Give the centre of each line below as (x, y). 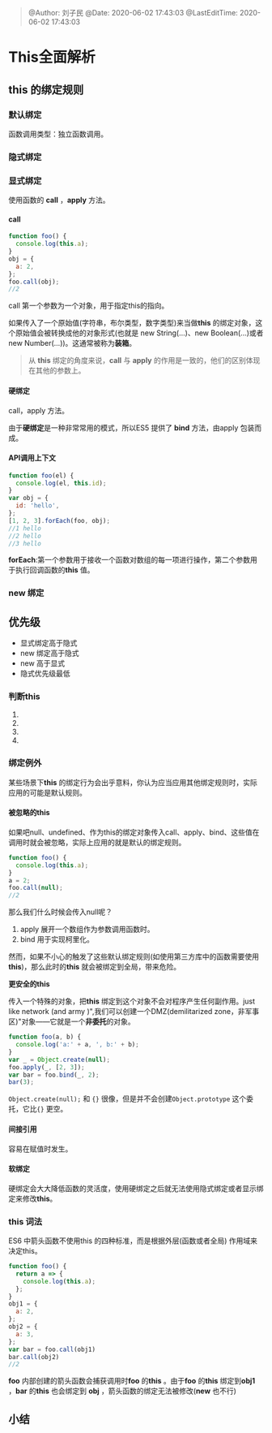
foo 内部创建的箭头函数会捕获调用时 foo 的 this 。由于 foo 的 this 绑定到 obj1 (132, 1381)
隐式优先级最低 (45, 674)
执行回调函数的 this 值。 (55, 570)
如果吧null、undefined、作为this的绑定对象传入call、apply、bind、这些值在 (134, 832)
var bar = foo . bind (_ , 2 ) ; (54, 1075)
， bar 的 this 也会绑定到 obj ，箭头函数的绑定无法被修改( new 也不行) (123, 1391)
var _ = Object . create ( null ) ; (59, 1060)
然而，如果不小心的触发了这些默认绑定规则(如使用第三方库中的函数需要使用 (134, 956)
